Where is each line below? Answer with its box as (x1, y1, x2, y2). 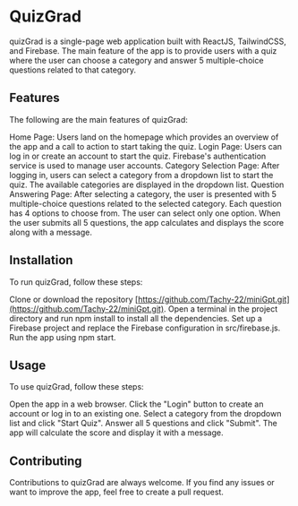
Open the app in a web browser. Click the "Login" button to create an (9, 399, 264, 409)
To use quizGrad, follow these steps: (9, 382, 145, 392)
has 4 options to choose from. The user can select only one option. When (9, 208, 281, 219)
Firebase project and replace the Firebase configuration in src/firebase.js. (9, 322, 281, 333)
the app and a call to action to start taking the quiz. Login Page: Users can (9, 141, 283, 151)
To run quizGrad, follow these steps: (9, 276, 143, 287)
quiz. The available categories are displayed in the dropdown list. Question (9, 179, 285, 190)
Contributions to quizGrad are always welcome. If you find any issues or (9, 477, 275, 488)
